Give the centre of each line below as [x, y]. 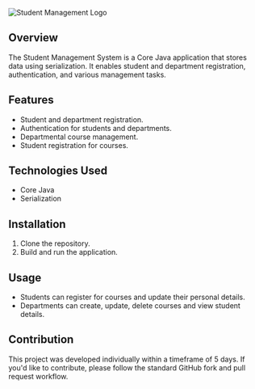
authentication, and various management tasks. [88, 74]
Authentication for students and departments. [96, 128]
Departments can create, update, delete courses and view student [130, 306]
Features [31, 100]
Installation [37, 224]
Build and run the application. [69, 252]
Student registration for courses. [74, 145]
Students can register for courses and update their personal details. [132, 297]
